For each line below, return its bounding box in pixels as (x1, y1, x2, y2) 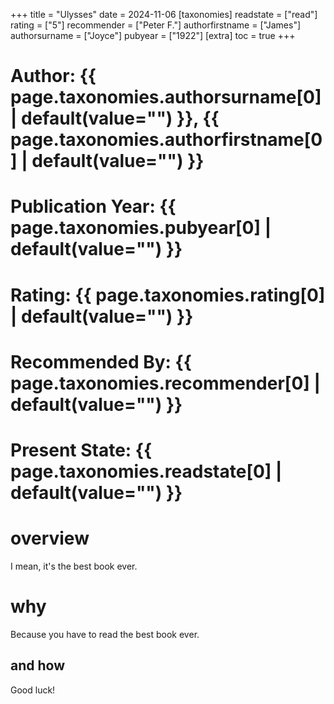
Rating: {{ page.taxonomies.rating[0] (10, 284, 326, 306)
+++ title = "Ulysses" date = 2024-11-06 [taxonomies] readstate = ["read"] (10, 9, 318, 20)
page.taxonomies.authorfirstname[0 (10, 129, 323, 151)
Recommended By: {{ (10, 350, 192, 373)
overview (10, 527, 90, 550)
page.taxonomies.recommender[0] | (10, 372, 321, 394)
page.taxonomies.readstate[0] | (10, 460, 283, 483)
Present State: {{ (10, 439, 153, 461)
